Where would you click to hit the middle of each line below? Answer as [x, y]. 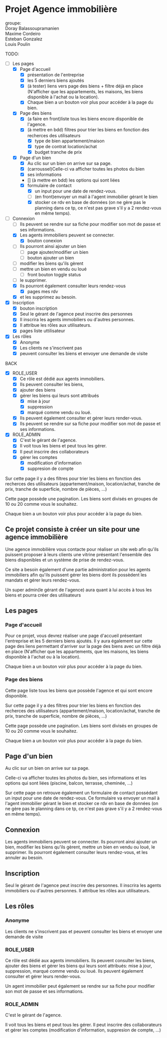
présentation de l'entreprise [56, 75]
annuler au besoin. [24, 858]
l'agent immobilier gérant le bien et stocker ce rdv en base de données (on [82, 804]
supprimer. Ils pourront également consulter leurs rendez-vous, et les [77, 852]
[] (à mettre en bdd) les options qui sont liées [74, 180]
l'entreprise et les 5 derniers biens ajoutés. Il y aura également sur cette [79, 641]
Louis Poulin [18, 44]
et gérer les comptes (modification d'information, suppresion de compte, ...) [83, 1030]
